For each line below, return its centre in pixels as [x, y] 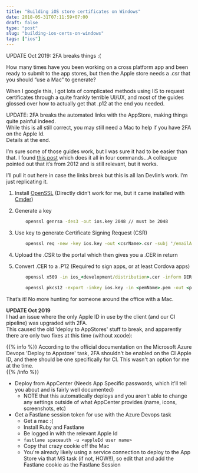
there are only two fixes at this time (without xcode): [69, 335]
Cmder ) [24, 199]
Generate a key [33, 211]
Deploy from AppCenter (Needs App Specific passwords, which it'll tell [100, 383]
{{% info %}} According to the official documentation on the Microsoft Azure [99, 347]
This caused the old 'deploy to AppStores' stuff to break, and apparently [94, 329]
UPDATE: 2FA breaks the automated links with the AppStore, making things [97, 115]
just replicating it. [27, 181]
